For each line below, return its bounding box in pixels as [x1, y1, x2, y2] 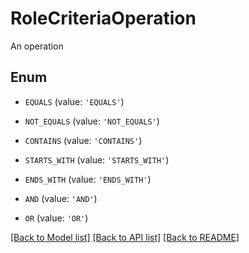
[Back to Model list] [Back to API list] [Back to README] [10, 231, 240, 243]
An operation [10, 40, 64, 52]
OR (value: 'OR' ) [24, 212, 89, 224]
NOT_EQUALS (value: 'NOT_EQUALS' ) [24, 115, 160, 127]
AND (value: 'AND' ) [24, 192, 98, 204]
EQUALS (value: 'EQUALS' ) [24, 95, 125, 107]
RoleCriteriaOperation [10, 7, 197, 30]
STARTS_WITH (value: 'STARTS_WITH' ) [24, 153, 170, 166]
